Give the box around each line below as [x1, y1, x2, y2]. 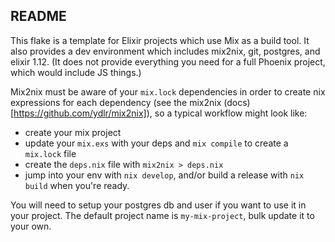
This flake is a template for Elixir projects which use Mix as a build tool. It [10, 34, 310, 46]
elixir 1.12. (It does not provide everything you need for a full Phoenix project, [10, 55, 326, 68]
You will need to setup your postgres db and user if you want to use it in [10, 199, 307, 211]
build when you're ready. [24, 179, 130, 191]
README [10, 8, 67, 25]
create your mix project [24, 126, 122, 138]
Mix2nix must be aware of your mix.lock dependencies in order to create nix [10, 85, 326, 98]
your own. [10, 220, 52, 232]
